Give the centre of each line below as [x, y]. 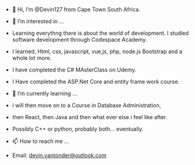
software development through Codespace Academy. [79, 39]
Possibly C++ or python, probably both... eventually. [78, 129]
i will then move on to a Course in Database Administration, [86, 105]
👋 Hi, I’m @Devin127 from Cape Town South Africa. [76, 9]
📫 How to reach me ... [40, 141]
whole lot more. [32, 58]
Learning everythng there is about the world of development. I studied [101, 33]
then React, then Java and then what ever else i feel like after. [90, 117]
